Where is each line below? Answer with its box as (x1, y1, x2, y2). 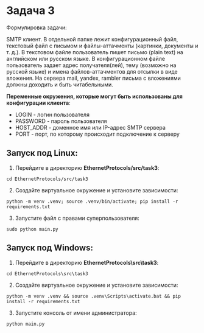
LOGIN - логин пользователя (15, 111, 90, 118)
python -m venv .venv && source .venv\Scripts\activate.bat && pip (6, 293, 181, 299)
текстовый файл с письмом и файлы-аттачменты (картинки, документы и (6, 42, 199, 49)
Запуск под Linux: (6, 148, 78, 158)
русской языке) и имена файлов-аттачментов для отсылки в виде (6, 68, 178, 75)
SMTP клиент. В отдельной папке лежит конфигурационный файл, (6, 35, 178, 43)
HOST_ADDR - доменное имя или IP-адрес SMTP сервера (15, 124, 166, 131)
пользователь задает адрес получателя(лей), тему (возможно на (6, 61, 177, 69)
